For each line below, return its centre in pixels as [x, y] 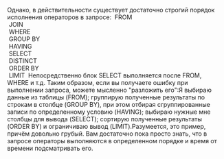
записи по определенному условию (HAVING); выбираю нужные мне [109, 112]
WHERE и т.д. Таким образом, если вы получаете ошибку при [98, 83]
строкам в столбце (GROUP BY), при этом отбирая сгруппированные [109, 105]
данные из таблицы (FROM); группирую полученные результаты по [106, 97]
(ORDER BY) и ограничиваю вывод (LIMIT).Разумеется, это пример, [107, 126]
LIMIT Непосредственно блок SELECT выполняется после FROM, [105, 75]
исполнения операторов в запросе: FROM [70, 17]
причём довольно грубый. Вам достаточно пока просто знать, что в [107, 134]
